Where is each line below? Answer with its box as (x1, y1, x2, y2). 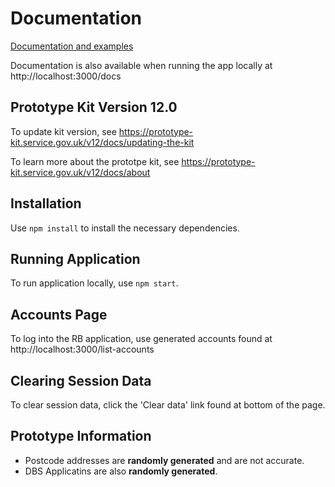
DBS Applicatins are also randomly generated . (24, 465, 218, 477)
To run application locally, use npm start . (10, 277, 179, 289)
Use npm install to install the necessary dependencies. (10, 222, 240, 234)
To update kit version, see (10, 125, 117, 137)
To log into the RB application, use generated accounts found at (10, 333, 273, 345)
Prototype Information (10, 428, 152, 445)
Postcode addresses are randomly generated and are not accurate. (24, 454, 305, 466)
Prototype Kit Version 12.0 (10, 99, 178, 116)
